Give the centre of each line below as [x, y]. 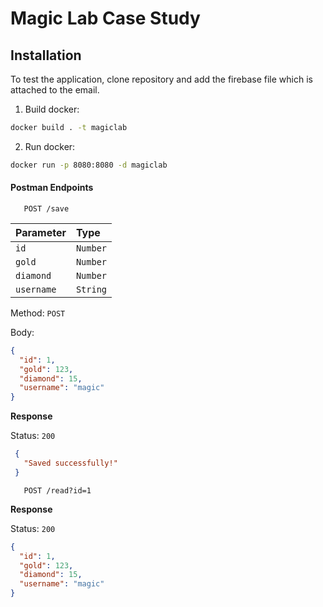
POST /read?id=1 [57, 490]
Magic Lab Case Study [105, 18]
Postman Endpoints [52, 188]
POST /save [46, 208]
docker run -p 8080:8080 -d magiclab [89, 165]
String [91, 289]
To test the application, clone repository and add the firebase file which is [161, 79]
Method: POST [38, 313]
